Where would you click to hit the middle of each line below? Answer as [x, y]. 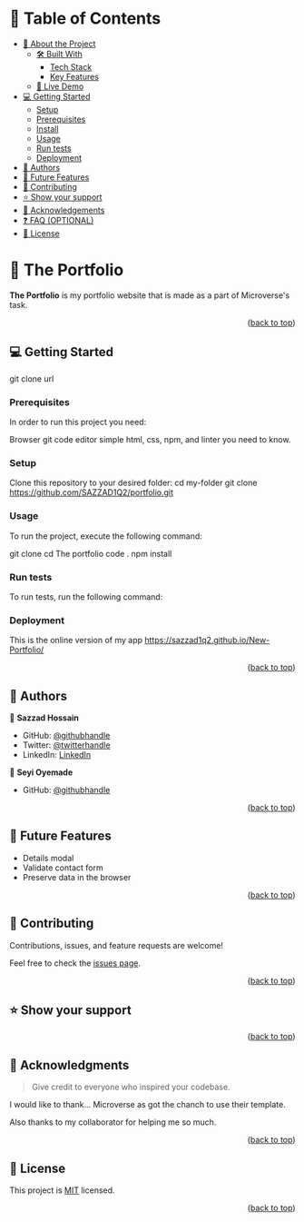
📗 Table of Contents [85, 19]
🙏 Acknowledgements [64, 210]
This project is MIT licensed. [62, 1190]
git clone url [32, 378]
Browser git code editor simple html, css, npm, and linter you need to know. [150, 439]
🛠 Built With [59, 54]
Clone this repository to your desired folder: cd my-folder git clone [133, 483]
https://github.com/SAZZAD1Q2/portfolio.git [92, 492]
